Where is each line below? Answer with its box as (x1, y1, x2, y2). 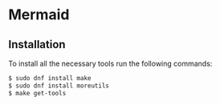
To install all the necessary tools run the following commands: (8, 59, 213, 68)
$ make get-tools (8, 89, 67, 97)
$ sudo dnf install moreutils (8, 82, 110, 90)
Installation (8, 38, 66, 51)
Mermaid (8, 6, 70, 24)
